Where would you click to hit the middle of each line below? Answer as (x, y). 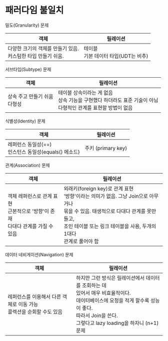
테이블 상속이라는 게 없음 (86, 92)
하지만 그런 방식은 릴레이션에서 (110, 278)
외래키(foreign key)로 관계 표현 (99, 189)
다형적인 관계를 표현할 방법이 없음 (95, 107)
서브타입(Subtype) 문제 (28, 69)
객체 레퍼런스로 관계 (30, 196)
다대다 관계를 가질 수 (30, 226)
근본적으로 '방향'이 (28, 211)
